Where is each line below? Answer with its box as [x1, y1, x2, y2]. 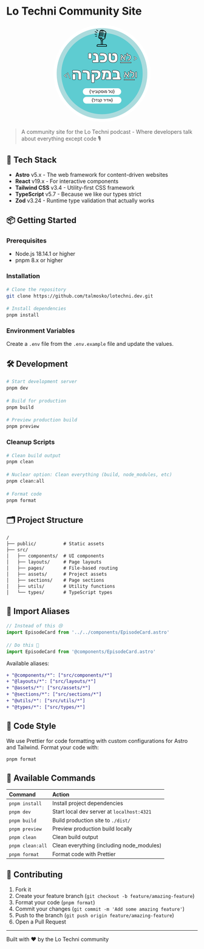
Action [52, 790, 70, 798]
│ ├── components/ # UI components [6, 553, 104, 559]
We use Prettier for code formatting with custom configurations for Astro [6, 737, 188, 744]
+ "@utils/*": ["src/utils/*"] [6, 698, 86, 704]
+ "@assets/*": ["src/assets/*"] [6, 685, 91, 691]
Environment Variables [6, 326, 75, 335]
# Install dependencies [6, 306, 67, 312]
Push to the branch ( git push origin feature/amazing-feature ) [15, 911, 174, 919]
